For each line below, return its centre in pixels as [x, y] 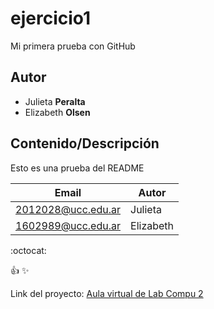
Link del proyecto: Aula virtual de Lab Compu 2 [107, 293]
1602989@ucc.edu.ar [68, 225]
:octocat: [28, 250]
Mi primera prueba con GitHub [73, 46]
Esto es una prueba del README [77, 168]
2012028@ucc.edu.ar [68, 209]
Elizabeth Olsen [57, 112]
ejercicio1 [51, 18]
